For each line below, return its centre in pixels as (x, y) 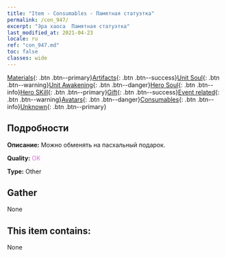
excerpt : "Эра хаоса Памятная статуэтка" (68, 26)
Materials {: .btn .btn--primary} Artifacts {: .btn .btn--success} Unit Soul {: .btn (114, 77)
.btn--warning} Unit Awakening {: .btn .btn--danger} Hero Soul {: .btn (101, 85)
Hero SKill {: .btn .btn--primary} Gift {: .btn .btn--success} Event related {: (120, 92)
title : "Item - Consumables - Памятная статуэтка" (81, 13)
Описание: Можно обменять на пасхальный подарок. (86, 145)
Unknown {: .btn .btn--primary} (63, 106)
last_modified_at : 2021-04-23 (50, 33)
